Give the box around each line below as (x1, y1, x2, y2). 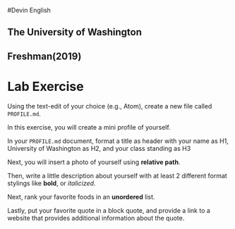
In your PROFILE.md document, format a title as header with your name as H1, (7, 137, 229, 145)
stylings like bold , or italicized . (7, 179, 96, 187)
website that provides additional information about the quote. (7, 213, 185, 222)
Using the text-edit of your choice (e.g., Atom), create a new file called (7, 101, 212, 110)
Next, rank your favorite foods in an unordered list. (7, 192, 155, 201)
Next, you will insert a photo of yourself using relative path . (7, 158, 181, 166)
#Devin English (7, 6, 52, 14)
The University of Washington (7, 26, 143, 38)
